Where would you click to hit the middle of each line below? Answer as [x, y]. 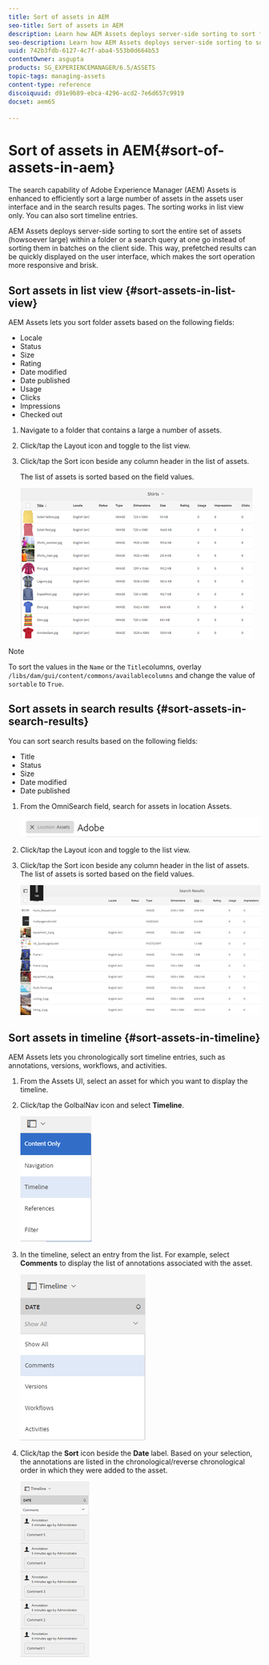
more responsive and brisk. [53, 266]
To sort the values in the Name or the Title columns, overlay [105, 667]
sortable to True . [36, 684]
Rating [30, 363]
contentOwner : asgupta [46, 59]
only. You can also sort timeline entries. [73, 216]
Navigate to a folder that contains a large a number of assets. [121, 430]
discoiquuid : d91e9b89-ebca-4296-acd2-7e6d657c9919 [96, 93]
